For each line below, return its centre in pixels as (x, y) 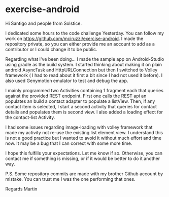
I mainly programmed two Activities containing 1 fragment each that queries (84, 90)
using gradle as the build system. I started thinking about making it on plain (84, 64)
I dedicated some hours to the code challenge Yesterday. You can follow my (84, 33)
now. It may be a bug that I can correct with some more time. (69, 143)
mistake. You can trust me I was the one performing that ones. (70, 179)
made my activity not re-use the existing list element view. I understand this (84, 132)
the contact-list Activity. (30, 117)
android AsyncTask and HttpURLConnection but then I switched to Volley (81, 70)
